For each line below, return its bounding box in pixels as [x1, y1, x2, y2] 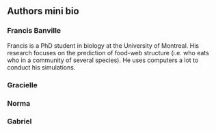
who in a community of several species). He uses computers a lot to [7, 56, 199, 64]
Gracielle [7, 80, 38, 89]
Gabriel [7, 117, 32, 126]
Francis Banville [7, 26, 62, 35]
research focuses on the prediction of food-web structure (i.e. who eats [7, 48, 210, 57]
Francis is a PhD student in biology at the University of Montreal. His [7, 41, 200, 50]
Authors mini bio [7, 5, 80, 17]
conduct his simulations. [7, 63, 76, 71]
